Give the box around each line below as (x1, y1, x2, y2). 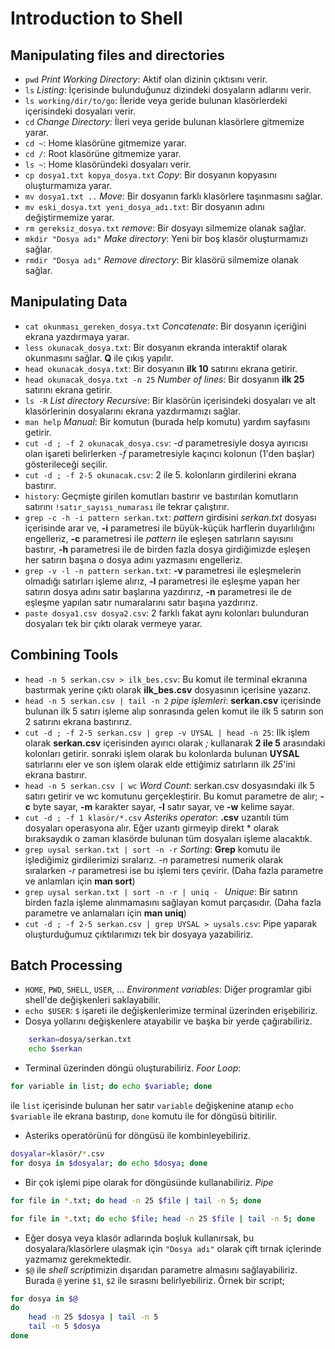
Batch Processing (10, 957, 123, 974)
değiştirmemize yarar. (24, 212, 115, 223)
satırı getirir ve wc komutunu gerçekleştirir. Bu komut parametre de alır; (24, 790, 318, 802)
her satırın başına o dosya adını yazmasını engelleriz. (24, 553, 243, 566)
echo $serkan (28, 1044, 83, 1054)
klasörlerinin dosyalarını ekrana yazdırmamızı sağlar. (24, 405, 241, 417)
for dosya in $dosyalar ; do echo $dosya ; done (10, 1158, 208, 1168)
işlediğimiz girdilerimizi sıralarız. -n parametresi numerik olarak (24, 853, 284, 866)
